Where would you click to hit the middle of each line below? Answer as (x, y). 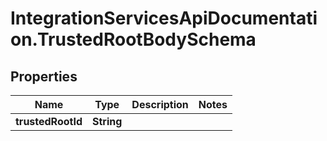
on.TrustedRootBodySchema (133, 39)
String (107, 121)
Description (160, 104)
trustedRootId (49, 121)
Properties (44, 76)
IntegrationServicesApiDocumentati (164, 18)
